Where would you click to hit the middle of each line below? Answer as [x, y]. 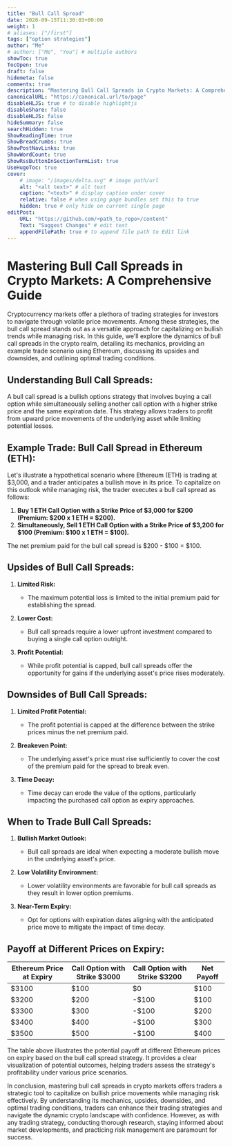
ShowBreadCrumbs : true [40, 142]
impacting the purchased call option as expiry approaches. [111, 800]
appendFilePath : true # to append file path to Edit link [105, 232]
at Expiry [38, 977]
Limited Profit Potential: [52, 711]
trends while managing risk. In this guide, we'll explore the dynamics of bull [114, 336]
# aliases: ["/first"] [40, 33]
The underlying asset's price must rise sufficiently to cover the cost [124, 758]
